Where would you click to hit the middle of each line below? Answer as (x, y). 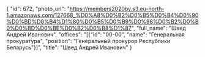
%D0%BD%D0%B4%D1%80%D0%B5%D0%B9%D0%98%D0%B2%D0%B (102, 22)
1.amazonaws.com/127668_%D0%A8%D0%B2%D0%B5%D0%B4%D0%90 (102, 15)
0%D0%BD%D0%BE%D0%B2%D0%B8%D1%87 (69, 28)
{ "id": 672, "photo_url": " (38, 9)
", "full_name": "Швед (159, 28)
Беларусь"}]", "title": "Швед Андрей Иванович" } (69, 47)
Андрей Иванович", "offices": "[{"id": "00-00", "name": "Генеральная (96, 35)
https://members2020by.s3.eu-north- (117, 9)
